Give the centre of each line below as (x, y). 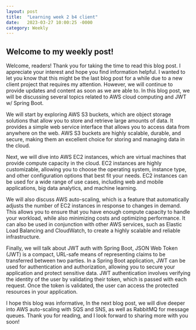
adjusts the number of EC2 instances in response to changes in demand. (94, 206)
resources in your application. (42, 292)
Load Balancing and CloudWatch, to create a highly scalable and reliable (93, 231)
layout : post (22, 11)
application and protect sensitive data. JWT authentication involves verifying (98, 273)
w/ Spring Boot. (25, 103)
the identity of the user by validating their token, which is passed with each (97, 280)
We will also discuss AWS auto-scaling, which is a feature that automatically (97, 199)
